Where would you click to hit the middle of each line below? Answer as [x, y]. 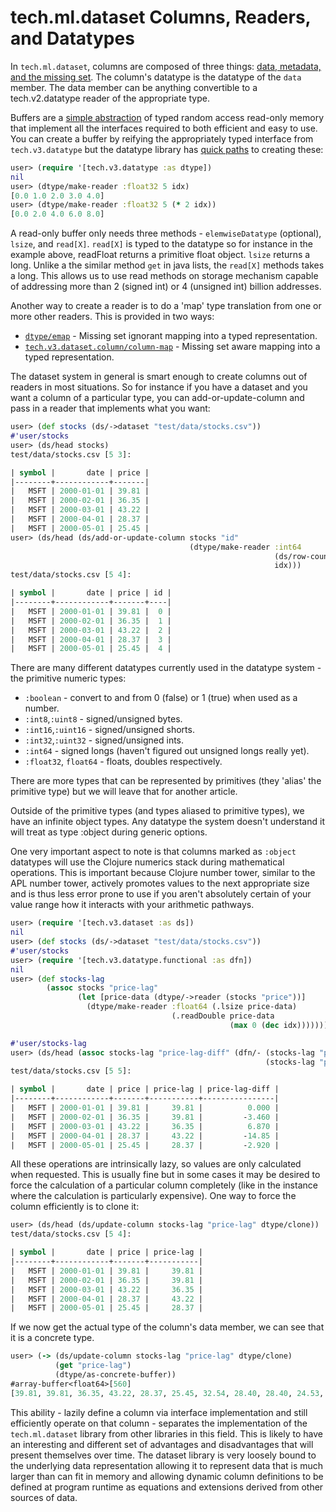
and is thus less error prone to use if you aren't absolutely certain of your [161, 894]
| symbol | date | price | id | [91, 593]
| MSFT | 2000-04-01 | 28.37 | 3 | [91, 639]
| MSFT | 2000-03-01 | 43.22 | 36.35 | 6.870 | [145, 1126]
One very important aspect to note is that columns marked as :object [153, 852]
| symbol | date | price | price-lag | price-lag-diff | [145, 1089]
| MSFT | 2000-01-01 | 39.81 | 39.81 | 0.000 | [145, 1108]
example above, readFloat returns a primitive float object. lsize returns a [160, 255]
